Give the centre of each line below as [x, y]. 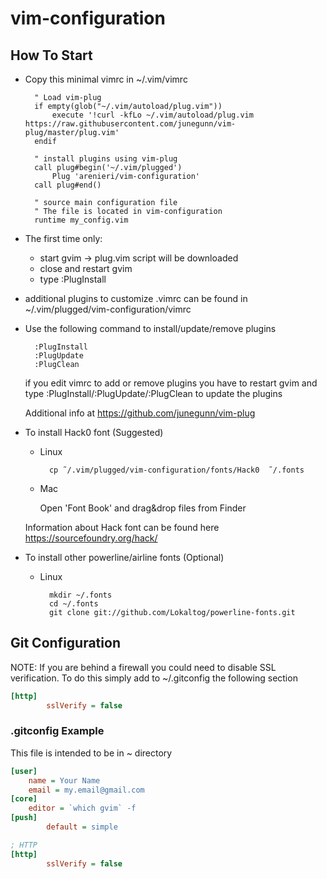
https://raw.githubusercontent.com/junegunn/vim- [130, 124]
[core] [24, 799]
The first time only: [63, 238]
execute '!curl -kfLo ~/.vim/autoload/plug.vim [152, 115]
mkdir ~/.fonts [80, 595]
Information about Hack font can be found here [122, 527]
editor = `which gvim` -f [82, 808]
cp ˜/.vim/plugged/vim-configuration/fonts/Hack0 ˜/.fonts [176, 470]
